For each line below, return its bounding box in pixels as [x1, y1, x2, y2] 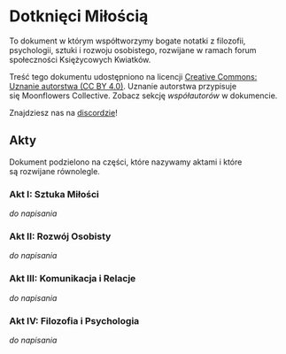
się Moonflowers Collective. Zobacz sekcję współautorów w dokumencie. [9, 90, 278, 101]
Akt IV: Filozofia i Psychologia [9, 314, 140, 327]
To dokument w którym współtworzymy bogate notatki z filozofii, [9, 35, 246, 46]
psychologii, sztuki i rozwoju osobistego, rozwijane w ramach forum [9, 44, 257, 55]
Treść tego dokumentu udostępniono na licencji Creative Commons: [9, 71, 258, 81]
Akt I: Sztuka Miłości [9, 188, 99, 200]
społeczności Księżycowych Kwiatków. [9, 54, 151, 65]
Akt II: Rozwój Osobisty [9, 230, 112, 242]
